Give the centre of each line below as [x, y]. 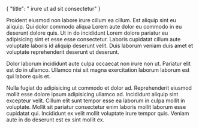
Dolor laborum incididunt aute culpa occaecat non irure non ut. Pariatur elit [98, 63]
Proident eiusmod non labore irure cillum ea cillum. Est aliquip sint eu [91, 20]
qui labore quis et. [28, 76]
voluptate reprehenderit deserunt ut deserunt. [63, 52]
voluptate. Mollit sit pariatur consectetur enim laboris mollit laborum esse [96, 107]
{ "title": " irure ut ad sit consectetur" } [53, 9]
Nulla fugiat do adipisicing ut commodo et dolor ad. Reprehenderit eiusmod [99, 88]
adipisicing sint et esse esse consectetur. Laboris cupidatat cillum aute [94, 39]
